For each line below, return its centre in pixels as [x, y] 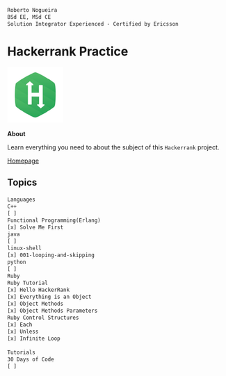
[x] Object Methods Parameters [53, 311]
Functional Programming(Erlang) [54, 220]
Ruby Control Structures [43, 318]
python [17, 262]
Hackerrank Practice [68, 52]
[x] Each [20, 325]
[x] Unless [23, 332]
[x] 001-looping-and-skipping [51, 255]
